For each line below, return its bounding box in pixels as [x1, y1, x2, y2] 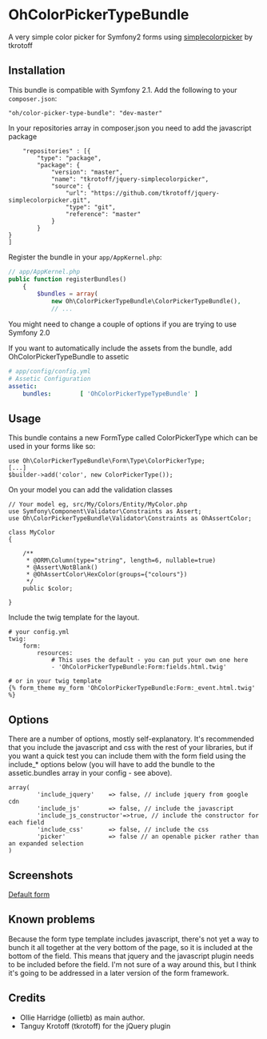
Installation [8, 64, 66, 78]
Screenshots [8, 869, 74, 882]
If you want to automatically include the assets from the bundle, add [8, 343, 233, 353]
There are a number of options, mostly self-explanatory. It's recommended [8, 734, 254, 744]
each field [8, 819, 45, 827]
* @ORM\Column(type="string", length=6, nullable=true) [26, 556, 217, 565]
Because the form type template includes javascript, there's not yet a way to [8, 934, 260, 944]
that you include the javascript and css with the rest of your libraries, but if [8, 743, 253, 752]
